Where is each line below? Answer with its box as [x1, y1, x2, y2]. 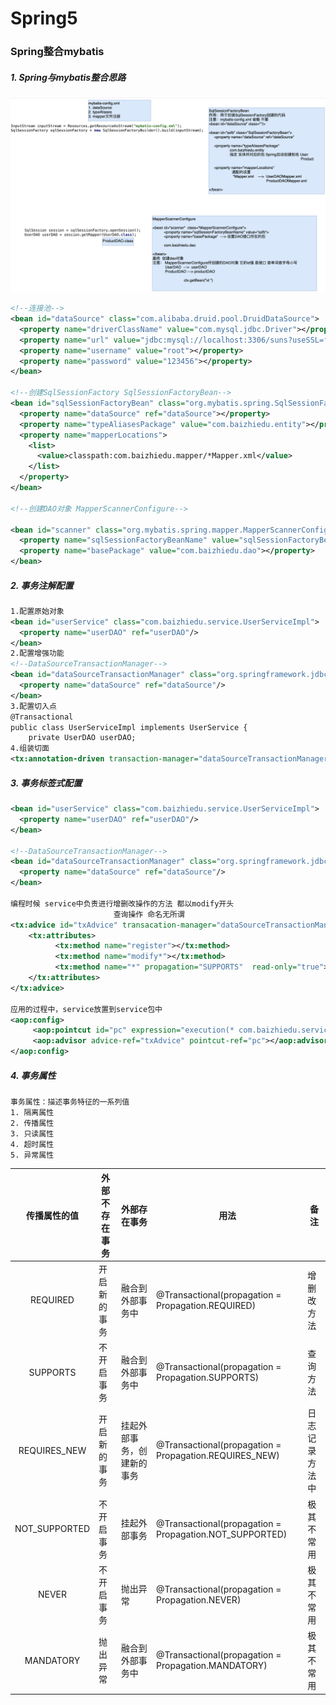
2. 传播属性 [10, 1118, 55, 1129]
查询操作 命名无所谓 [113, 909, 185, 919]
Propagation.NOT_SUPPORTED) [156, 1528, 288, 1540]
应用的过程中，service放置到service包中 [10, 1004, 163, 1014]
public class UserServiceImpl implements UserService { [10, 722, 248, 732]
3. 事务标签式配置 [10, 777, 83, 789]
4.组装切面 [10, 743, 50, 754]
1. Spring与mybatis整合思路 [10, 71, 127, 83]
